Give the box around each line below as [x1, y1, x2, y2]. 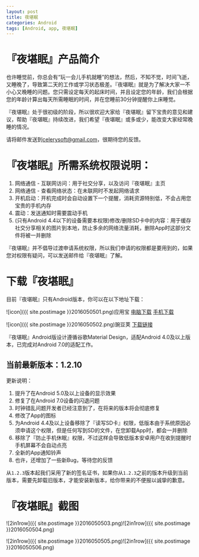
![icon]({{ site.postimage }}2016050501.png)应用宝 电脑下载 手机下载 [6, 309, 174, 316]
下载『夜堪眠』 [6, 275, 79, 288]
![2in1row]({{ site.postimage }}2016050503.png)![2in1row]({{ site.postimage [6, 520, 191, 527]
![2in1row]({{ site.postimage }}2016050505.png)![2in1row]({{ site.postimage [6, 537, 191, 545]
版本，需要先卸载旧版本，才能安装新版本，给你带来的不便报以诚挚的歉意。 [6, 476, 188, 483]
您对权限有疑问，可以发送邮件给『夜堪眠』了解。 [6, 252, 126, 259]
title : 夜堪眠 [6, 14, 38, 20]
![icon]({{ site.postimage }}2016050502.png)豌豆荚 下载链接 [6, 321, 153, 328]
